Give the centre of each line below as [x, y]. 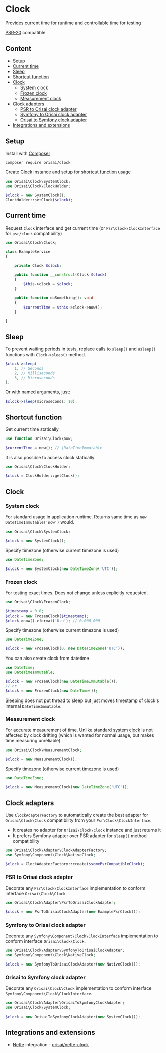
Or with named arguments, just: [38, 392]
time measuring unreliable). [33, 740]
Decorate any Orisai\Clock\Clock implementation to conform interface [78, 988]
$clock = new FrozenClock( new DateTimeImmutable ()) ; [62, 681]
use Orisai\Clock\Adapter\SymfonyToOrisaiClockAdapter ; [65, 951]
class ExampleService [28, 252]
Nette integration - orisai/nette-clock [51, 1044]
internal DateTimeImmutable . [33, 706]
